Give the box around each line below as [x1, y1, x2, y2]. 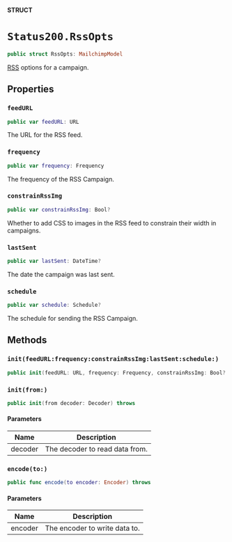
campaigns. [7, 226, 41, 234]
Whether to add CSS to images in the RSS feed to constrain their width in [7, 218, 217, 227]
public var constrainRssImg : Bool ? [7, 206, 111, 213]
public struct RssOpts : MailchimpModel [7, 50, 123, 58]
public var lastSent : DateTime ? [7, 257, 101, 265]
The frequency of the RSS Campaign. [7, 175, 115, 183]
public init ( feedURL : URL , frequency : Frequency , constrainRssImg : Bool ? [7, 369, 226, 376]
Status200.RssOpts [7, 31, 114, 44]
